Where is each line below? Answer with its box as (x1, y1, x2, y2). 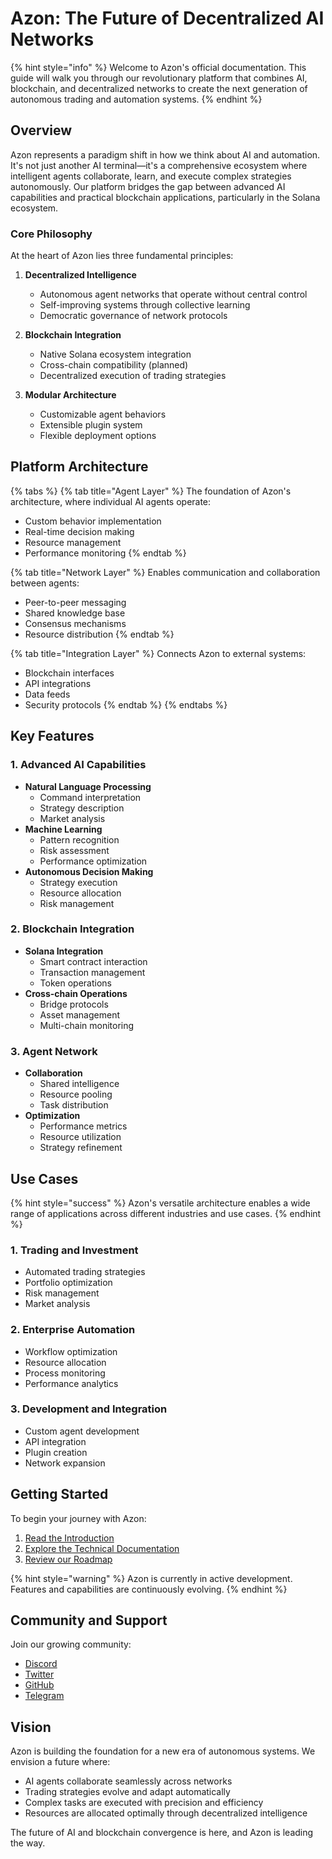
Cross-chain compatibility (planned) (39, 359, 189, 371)
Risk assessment (39, 844, 110, 856)
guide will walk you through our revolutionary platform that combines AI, (10, 72, 308, 84)
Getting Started (10, 1486, 109, 1503)
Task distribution (39, 1099, 109, 1111)
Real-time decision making (24, 525, 135, 537)
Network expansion (24, 1457, 106, 1469)
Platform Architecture (10, 458, 149, 476)
